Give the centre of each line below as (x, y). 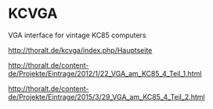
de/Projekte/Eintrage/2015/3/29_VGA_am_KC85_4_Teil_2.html (106, 97)
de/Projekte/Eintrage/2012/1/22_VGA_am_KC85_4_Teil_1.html (105, 73)
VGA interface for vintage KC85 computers (77, 35)
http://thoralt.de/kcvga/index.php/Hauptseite (80, 50)
